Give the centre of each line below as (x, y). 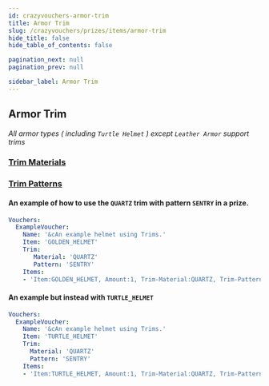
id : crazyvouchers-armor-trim (59, 16)
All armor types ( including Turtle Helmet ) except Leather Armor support (129, 133)
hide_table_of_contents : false (60, 46)
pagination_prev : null (46, 68)
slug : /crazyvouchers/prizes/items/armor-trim (87, 30)
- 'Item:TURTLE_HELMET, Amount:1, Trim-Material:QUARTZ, (120, 374)
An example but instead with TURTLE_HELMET (81, 297)
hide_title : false (39, 38)
